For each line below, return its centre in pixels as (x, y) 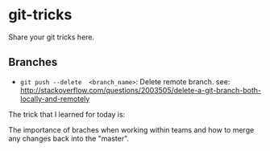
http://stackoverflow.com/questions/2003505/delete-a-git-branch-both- (141, 90)
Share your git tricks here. (52, 37)
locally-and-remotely (55, 99)
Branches (33, 62)
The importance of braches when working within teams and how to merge (131, 129)
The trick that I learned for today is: (67, 114)
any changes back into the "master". (69, 138)
